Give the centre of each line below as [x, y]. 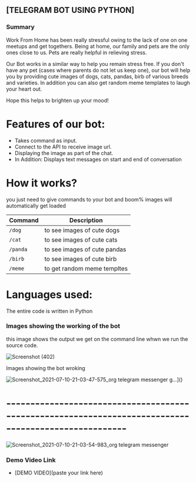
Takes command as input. [46, 140]
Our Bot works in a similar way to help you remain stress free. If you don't [95, 64]
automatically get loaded [36, 206]
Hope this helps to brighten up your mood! [57, 100]
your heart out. [24, 89]
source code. [22, 345]
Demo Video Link [31, 460]
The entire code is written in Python [49, 311]
